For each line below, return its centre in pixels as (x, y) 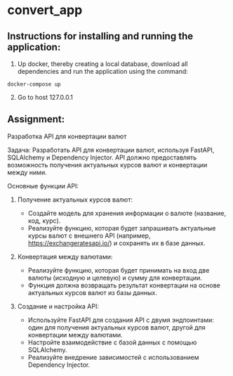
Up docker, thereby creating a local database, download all (102, 64)
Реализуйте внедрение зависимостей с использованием (113, 357)
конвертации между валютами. (75, 335)
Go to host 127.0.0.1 (45, 97)
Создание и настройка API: (58, 306)
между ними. (27, 172)
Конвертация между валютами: (65, 257)
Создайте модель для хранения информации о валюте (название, (127, 213)
